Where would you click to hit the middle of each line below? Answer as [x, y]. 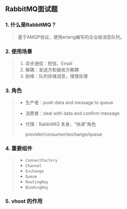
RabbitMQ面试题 [31, 9]
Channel [33, 166]
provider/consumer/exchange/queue [64, 134]
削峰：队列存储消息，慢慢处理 [56, 76]
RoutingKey [37, 182]
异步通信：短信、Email [49, 63]
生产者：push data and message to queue [69, 103]
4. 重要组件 [19, 148]
